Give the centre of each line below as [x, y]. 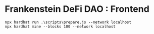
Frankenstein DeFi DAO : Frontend [77, 9]
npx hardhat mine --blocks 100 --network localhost [60, 26]
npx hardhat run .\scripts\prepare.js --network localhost [68, 22]
